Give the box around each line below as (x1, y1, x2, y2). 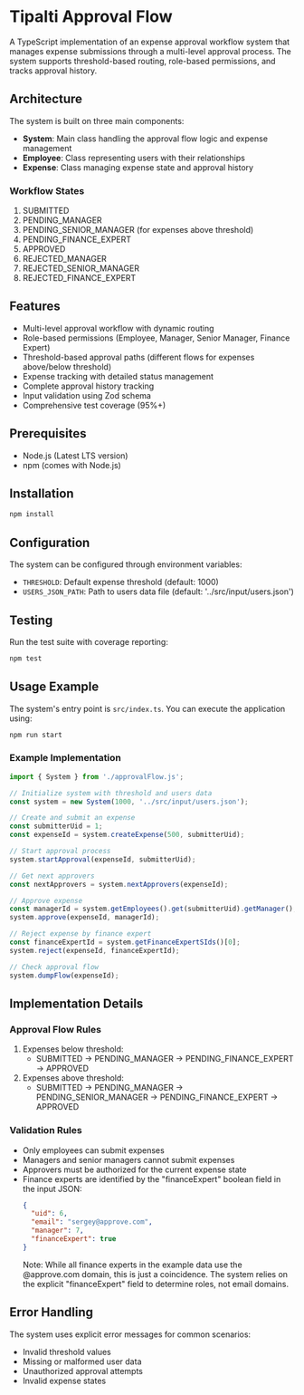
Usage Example (9, 679, 100, 695)
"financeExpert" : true (31, 1235, 117, 1244)
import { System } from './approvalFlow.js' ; (9, 772, 184, 781)
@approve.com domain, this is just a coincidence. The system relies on (22, 1268, 288, 1279)
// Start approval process (9, 847, 111, 856)
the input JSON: (22, 1183, 83, 1194)
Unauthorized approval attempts (22, 1365, 143, 1376)
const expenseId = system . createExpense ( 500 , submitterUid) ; (9, 831, 245, 840)
